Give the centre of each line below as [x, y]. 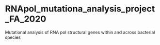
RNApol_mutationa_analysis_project [80, 9]
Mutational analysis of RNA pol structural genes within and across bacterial [80, 32]
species [13, 37]
